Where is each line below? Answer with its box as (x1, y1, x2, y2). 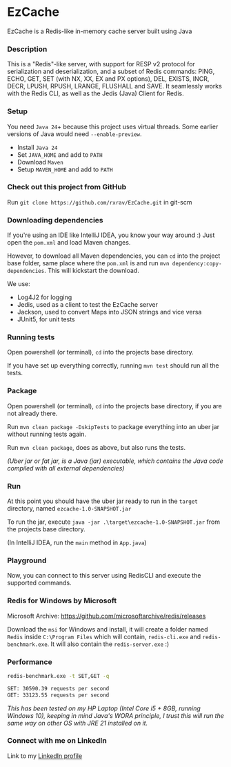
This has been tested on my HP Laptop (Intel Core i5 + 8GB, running (7, 704, 201, 712)
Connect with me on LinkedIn (7, 736, 107, 746)
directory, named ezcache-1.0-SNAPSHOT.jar (7, 504, 132, 513)
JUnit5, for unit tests (17, 315, 76, 323)
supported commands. (7, 578, 72, 587)
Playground (7, 556, 47, 565)
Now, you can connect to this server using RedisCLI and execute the (7, 571, 201, 580)
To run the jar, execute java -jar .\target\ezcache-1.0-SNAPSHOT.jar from (7, 518, 221, 526)
